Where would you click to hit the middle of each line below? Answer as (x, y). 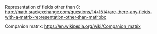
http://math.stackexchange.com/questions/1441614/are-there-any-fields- (78, 12)
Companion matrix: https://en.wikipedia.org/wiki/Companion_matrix (73, 26)
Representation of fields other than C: (43, 7)
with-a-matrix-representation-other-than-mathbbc (56, 17)
